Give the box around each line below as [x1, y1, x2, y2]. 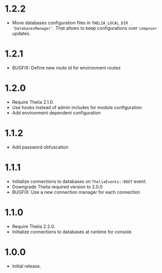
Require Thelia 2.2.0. [12, 223, 56, 229]
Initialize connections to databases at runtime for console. [12, 229, 133, 235]
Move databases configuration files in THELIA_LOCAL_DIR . [12, 20, 133, 26]
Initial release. [12, 263, 41, 269]
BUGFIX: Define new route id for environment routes [12, 64, 121, 71]
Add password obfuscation [12, 144, 69, 150]
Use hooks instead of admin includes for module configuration [12, 104, 142, 110]
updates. [12, 30, 31, 36]
